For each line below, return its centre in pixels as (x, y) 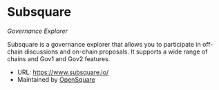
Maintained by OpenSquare (56, 79)
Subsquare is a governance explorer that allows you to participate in (104, 44)
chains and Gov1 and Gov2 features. (59, 58)
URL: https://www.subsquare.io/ (63, 72)
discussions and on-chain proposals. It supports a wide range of (116, 52)
